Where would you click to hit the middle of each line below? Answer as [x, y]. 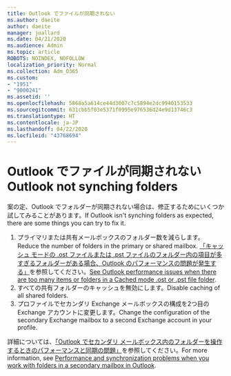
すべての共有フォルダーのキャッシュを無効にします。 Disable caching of [119, 288]
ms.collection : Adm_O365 [43, 71]
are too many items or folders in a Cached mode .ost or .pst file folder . [117, 279]
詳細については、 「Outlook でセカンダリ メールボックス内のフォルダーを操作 [115, 342]
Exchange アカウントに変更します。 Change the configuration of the [113, 313]
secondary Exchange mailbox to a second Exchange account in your [114, 320]
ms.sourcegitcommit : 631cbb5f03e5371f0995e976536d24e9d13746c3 [100, 110]
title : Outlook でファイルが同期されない [61, 13]
